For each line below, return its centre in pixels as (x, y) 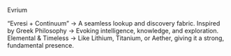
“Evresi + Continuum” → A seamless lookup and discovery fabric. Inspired (114, 23)
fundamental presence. (41, 45)
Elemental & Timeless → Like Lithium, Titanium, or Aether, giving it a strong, (116, 38)
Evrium (17, 10)
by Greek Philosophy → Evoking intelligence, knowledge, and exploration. (113, 31)
